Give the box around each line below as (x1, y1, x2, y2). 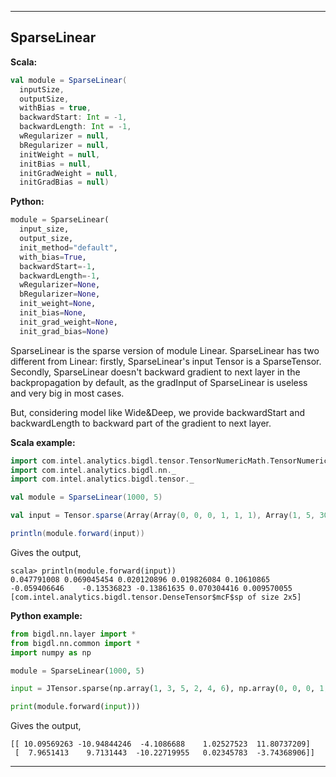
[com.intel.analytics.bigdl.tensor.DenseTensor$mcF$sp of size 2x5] (10, 592, 302, 602)
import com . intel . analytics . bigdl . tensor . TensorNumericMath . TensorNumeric (10, 456, 329, 466)
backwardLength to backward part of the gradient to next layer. (10, 417, 272, 429)
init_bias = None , (19, 308, 87, 318)
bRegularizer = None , (19, 289, 101, 300)
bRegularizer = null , (19, 140, 110, 150)
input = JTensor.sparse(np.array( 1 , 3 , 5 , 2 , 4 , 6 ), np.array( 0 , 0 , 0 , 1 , (10, 684, 329, 694)
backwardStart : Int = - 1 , (19, 112, 128, 123)
